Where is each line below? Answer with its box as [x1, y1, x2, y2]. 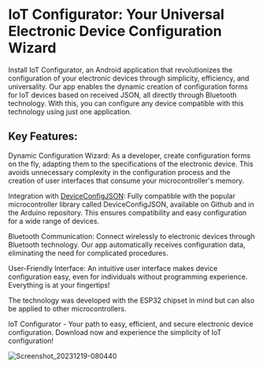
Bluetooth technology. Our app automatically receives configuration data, [8, 240, 246, 249]
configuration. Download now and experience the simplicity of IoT [8, 327, 222, 336]
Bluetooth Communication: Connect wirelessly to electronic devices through [8, 231, 255, 241]
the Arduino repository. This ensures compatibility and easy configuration [8, 207, 247, 217]
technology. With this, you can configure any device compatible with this [8, 99, 244, 108]
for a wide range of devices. [8, 216, 100, 225]
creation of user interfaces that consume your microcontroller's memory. [8, 176, 245, 185]
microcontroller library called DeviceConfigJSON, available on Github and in [8, 199, 254, 209]
